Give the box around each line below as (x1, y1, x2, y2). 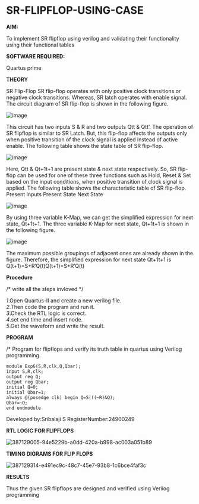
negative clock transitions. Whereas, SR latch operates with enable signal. (6, 94, 187, 101)
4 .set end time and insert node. (6, 316, 83, 323)
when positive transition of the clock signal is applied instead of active (6, 135, 178, 143)
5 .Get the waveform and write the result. (6, 322, 105, 329)
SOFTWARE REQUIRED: (6, 52, 65, 60)
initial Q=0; (6, 384, 39, 390)
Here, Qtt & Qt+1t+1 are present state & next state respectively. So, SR (6, 165, 177, 172)
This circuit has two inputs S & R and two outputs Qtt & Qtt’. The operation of (6, 123, 194, 130)
